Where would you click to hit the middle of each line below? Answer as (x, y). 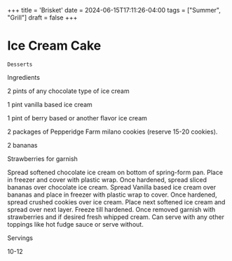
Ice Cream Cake (54, 46)
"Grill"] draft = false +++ (42, 17)
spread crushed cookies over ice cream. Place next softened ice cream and (116, 202)
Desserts (20, 64)
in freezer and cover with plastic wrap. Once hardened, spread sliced (107, 179)
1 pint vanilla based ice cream (50, 104)
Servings (20, 238)
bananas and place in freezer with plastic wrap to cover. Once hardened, (112, 195)
